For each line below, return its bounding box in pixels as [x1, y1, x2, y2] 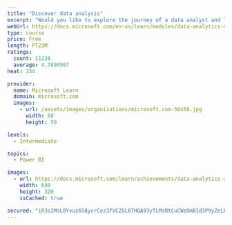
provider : [7, 80, 36, 87]
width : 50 [25, 112, 54, 119]
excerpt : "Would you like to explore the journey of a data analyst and [7, 17, 221, 23]
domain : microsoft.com [13, 93, 79, 100]
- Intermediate [13, 137, 57, 145]
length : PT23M [7, 42, 48, 49]
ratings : [7, 49, 32, 56]
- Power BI [13, 157, 45, 164]
